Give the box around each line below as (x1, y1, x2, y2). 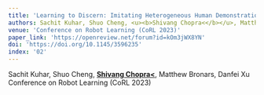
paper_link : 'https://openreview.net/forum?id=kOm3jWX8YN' (8, 33, 206, 42)
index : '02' (8, 48, 47, 56)
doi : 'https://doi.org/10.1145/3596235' (8, 41, 143, 49)
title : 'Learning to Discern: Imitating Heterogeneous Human (8, 11, 213, 20)
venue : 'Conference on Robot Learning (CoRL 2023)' (8, 26, 181, 34)
